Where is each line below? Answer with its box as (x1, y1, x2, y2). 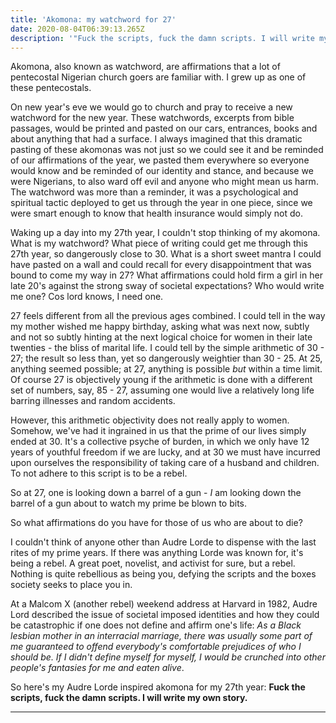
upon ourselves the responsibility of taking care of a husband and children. (10, 457, 320, 469)
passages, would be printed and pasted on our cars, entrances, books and (10, 122, 318, 135)
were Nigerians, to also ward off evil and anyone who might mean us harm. (10, 176, 319, 188)
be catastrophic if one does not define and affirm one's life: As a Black (10, 619, 302, 631)
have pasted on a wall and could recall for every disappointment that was (10, 259, 312, 271)
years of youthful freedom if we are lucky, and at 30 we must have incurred (10, 446, 321, 458)
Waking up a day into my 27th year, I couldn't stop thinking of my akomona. (10, 227, 321, 239)
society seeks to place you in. (10, 579, 133, 591)
